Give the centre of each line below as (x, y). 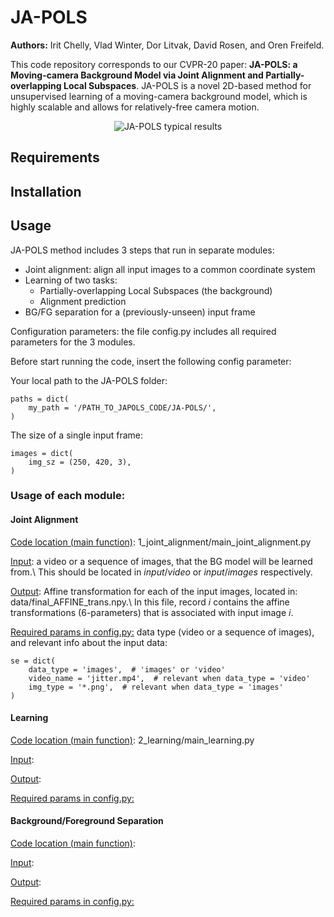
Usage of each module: (68, 496)
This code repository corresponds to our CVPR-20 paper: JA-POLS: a (154, 64)
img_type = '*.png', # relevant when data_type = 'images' (156, 687)
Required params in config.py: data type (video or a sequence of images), (162, 632)
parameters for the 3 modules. (73, 342)
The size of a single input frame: (77, 435)
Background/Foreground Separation (87, 821)
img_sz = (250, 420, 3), (80, 462)
